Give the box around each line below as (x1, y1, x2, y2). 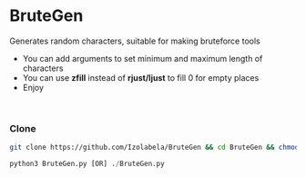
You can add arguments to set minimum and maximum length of (22, 53, 263, 64)
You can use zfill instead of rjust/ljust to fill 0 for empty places (22, 72, 260, 83)
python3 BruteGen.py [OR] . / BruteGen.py (9, 160, 166, 169)
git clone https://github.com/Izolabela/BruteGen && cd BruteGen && (9, 143, 275, 152)
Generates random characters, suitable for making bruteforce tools (9, 35, 261, 46)
